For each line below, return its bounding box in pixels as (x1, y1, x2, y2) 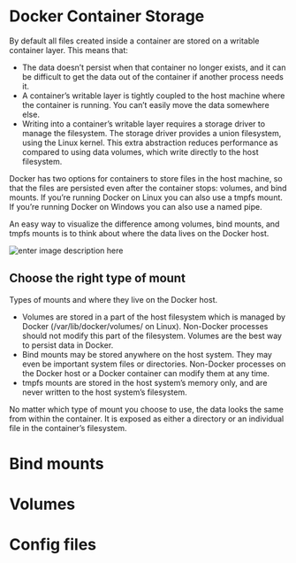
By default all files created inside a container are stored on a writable (9, 35, 260, 46)
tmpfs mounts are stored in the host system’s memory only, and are (21, 377, 268, 388)
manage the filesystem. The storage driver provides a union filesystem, (21, 127, 282, 138)
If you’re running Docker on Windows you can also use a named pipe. (9, 201, 262, 212)
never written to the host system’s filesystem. (21, 387, 187, 397)
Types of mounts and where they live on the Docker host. (9, 294, 218, 305)
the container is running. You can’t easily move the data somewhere (21, 99, 269, 110)
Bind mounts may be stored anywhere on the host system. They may (21, 349, 272, 359)
